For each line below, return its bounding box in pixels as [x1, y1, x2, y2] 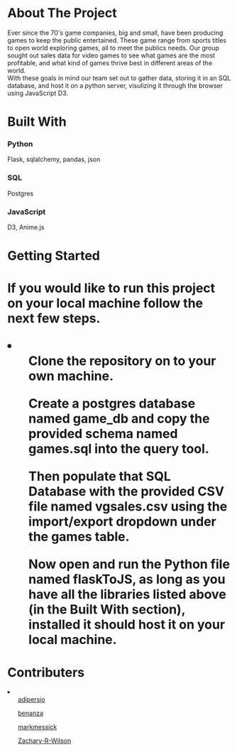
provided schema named [28, 426, 178, 442]
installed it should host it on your [28, 616, 226, 633]
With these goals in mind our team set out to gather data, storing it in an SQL [7, 73, 231, 82]
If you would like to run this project [7, 280, 216, 296]
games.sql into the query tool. [28, 441, 209, 457]
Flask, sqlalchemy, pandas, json [7, 155, 101, 164]
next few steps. [7, 310, 101, 327]
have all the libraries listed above [28, 587, 227, 603]
